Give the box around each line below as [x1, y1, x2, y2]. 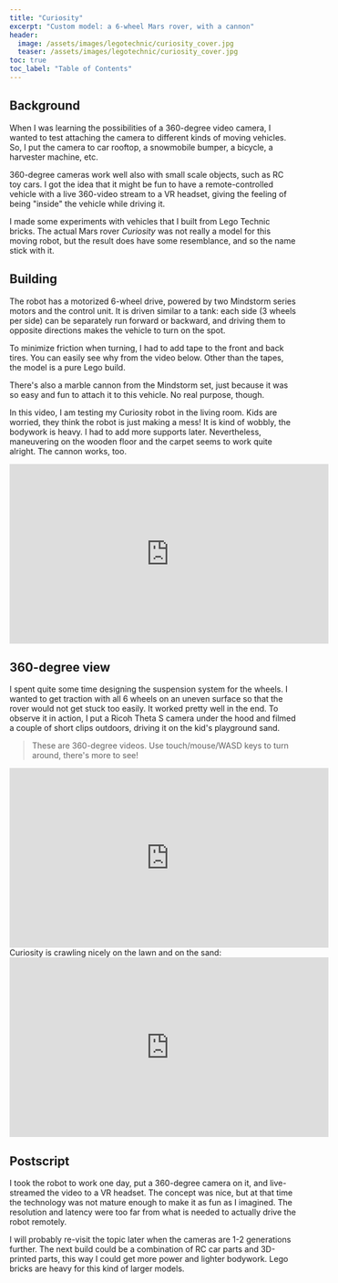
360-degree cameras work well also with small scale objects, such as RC [9, 169, 284, 180]
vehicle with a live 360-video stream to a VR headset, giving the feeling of [9, 188, 287, 199]
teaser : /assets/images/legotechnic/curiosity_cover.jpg [17, 47, 239, 57]
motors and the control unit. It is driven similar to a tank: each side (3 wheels [9, 305, 296, 316]
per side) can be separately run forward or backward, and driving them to [9, 315, 286, 326]
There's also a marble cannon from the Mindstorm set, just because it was [9, 380, 289, 391]
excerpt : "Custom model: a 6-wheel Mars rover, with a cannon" [9, 22, 255, 31]
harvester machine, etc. [9, 151, 98, 162]
